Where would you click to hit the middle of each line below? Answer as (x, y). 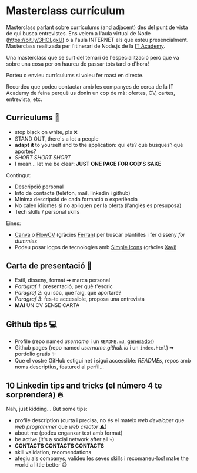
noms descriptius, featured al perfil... (59, 367)
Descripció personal (39, 187)
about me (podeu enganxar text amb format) (69, 433)
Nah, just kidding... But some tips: (47, 409)
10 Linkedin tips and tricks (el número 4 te (84, 385)
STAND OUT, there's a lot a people (56, 138)
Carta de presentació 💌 (49, 266)
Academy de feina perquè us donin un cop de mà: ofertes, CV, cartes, (91, 93)
